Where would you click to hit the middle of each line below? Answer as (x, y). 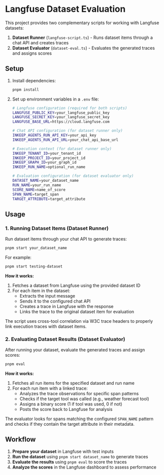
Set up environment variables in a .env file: (56, 99)
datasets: (15, 28)
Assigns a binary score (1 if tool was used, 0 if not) (71, 404)
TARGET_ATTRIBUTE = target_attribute (49, 199)
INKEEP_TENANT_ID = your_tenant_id (47, 153)
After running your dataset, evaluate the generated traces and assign (75, 350)
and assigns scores (32, 53)
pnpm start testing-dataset (34, 266)
